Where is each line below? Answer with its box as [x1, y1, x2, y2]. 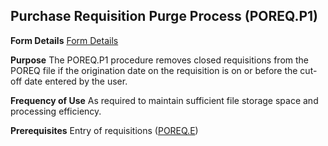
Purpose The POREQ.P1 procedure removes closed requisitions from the [10, 54, 309, 66]
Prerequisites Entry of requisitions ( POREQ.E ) [10, 124, 199, 136]
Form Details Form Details [10, 34, 119, 46]
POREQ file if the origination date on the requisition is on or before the [10, 64, 298, 76]
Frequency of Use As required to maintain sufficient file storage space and [10, 94, 319, 106]
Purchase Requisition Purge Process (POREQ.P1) [10, 8, 318, 25]
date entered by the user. [24, 75, 128, 87]
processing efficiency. [10, 105, 102, 117]
